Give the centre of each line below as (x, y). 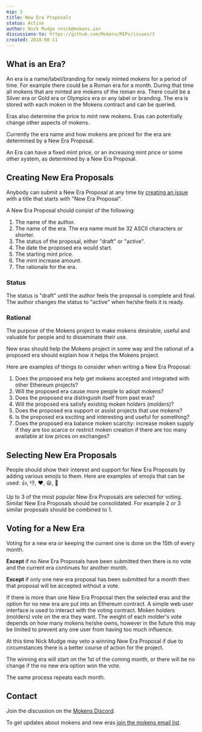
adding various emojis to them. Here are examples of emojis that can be (96, 476)
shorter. (25, 235)
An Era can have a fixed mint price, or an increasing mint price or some (94, 152)
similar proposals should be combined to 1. (59, 510)
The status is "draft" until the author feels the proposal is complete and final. (101, 295)
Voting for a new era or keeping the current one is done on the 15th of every (100, 543)
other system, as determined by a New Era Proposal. (71, 159)
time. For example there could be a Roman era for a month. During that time (100, 85)
